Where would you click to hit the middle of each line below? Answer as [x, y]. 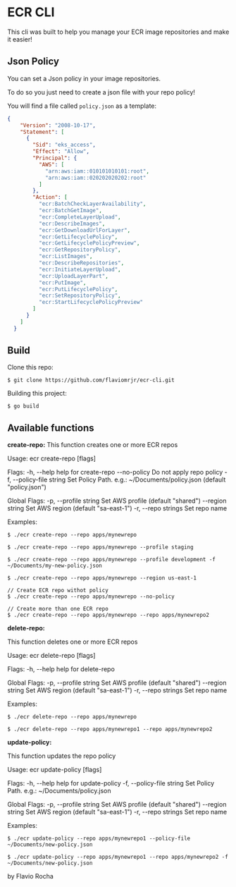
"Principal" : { [55, 158]
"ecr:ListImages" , [66, 257]
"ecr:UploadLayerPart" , [74, 276]
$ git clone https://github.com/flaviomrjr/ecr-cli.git [91, 380]
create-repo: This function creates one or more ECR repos [93, 445]
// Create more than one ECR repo [58, 609]
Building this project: [37, 393]
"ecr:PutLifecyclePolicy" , [78, 289]
